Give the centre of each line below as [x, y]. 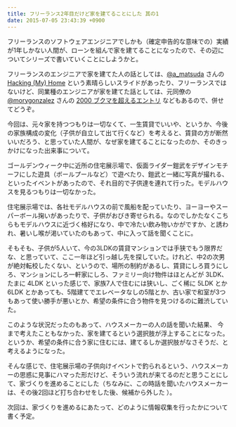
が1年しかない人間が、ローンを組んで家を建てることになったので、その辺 [113, 50]
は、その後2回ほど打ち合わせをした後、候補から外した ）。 [92, 392]
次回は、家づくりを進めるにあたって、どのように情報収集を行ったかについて [118, 407]
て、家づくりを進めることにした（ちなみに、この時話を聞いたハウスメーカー [118, 383]
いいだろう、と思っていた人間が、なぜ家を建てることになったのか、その [111, 141]
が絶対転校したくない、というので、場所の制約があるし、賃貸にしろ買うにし [118, 265]
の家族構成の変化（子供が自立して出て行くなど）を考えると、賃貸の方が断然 [118, 133]
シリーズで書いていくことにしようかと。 [84, 59]
